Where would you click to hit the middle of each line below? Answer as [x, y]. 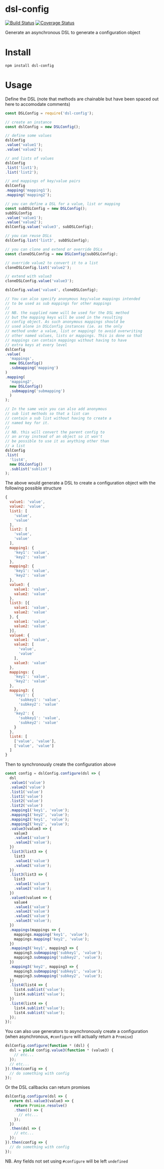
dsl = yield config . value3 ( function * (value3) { [61, 1050]
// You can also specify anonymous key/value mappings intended [73, 299]
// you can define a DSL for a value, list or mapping [63, 204]
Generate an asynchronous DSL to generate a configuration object [73, 32]
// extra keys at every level [36, 345]
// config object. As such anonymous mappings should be [65, 322]
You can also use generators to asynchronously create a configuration [77, 1031]
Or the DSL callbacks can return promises [48, 1087]
